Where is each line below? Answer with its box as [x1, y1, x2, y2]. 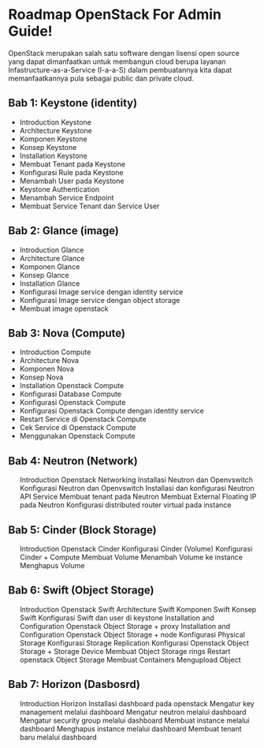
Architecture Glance [19, 253, 85, 263]
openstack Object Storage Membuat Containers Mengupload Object [19, 655, 242, 664]
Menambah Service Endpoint [19, 193, 114, 202]
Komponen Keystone [19, 134, 88, 144]
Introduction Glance [19, 245, 84, 254]
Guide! [8, 22, 53, 40]
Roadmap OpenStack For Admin [8, 6, 222, 24]
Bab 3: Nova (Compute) [8, 326, 126, 340]
